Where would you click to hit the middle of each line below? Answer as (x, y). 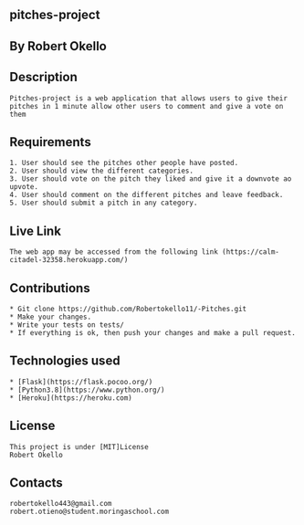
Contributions (50, 288)
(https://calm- (251, 252)
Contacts (37, 483)
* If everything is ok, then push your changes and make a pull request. (153, 333)
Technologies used (65, 361)
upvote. (24, 187)
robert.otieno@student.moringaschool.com (89, 512)
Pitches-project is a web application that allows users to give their (148, 98)
